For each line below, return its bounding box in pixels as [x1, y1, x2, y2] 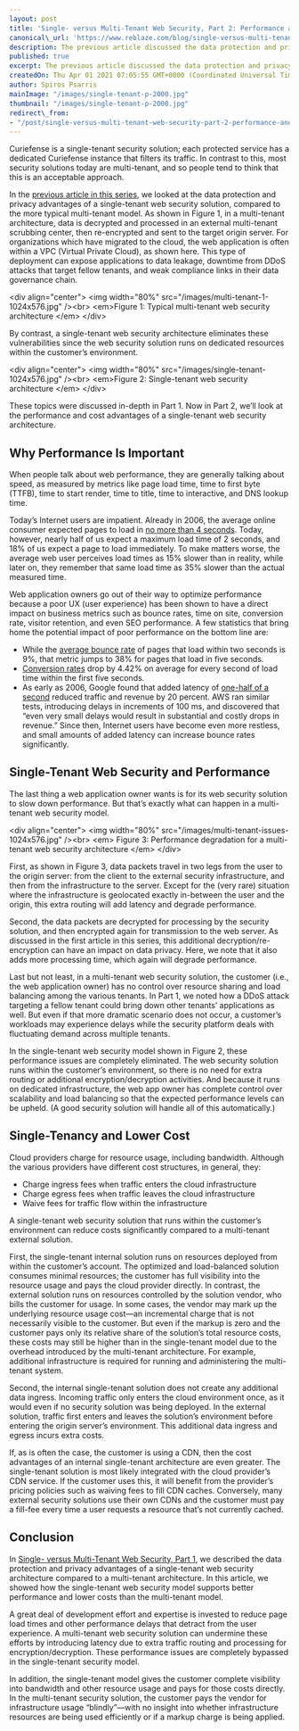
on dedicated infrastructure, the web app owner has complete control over [9, 1083, 283, 1094]
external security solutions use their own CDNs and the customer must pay [9, 1495, 285, 1505]
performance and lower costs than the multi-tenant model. [9, 1591, 224, 1602]
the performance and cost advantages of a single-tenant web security [9, 410, 267, 421]
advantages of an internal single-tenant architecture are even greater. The [9, 1456, 281, 1467]
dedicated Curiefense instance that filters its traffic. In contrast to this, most [9, 153, 287, 164]
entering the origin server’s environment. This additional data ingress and [9, 1420, 278, 1431]
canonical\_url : [9, 33, 69, 42]
